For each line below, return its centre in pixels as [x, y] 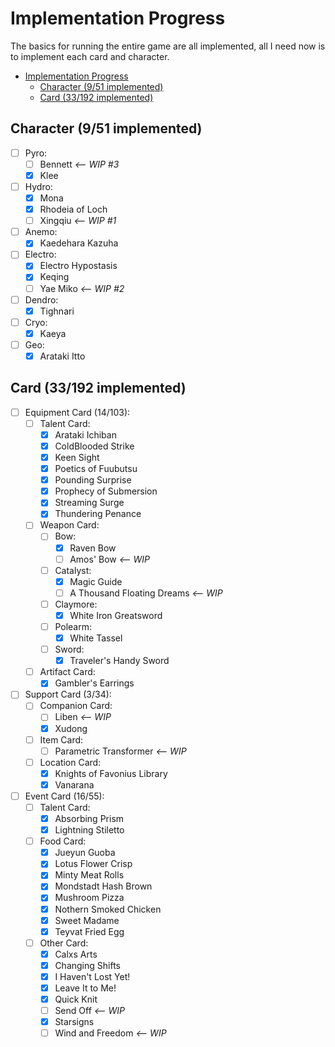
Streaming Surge [89, 503]
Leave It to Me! [85, 988]
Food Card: [63, 841]
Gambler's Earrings [94, 683]
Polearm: [73, 626]
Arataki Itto [62, 356]
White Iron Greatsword [116, 615]
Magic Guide [96, 581]
